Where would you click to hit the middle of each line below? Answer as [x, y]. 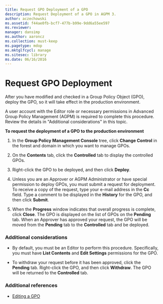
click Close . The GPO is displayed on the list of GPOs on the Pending [81, 215]
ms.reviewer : [18, 28]
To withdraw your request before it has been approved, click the [76, 263]
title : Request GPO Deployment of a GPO [47, 9]
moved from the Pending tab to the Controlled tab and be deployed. [81, 225]
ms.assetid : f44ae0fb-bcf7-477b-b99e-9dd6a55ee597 [57, 23]
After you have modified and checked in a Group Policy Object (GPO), [75, 97]
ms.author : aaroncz [25, 37]
